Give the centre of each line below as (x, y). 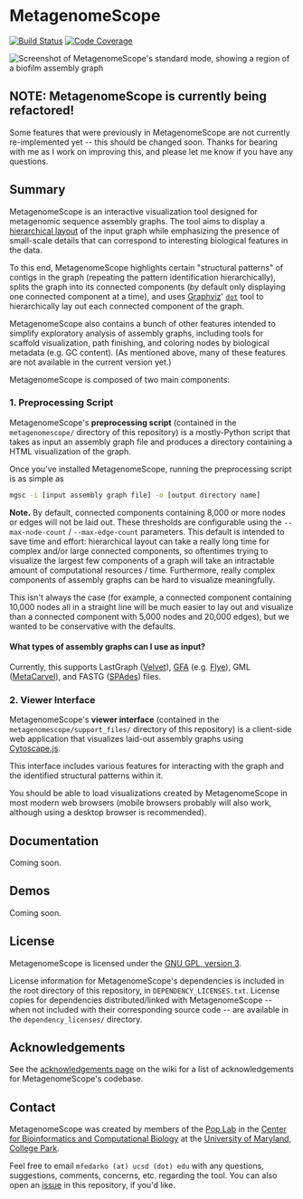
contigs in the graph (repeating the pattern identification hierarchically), (142, 277)
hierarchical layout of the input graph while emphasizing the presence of (145, 231)
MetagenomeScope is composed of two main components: (120, 379)
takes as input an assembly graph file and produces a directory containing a (151, 442)
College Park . (35, 1148)
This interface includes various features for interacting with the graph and (147, 766)
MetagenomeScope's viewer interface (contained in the (114, 719)
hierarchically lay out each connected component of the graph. (127, 306)
